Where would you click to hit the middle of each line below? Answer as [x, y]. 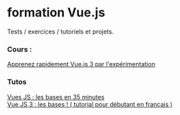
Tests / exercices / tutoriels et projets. [60, 31]
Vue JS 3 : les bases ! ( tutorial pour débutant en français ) [90, 104]
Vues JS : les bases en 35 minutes [56, 97]
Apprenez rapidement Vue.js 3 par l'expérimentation [81, 64]
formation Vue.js [56, 13]
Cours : [20, 49]
